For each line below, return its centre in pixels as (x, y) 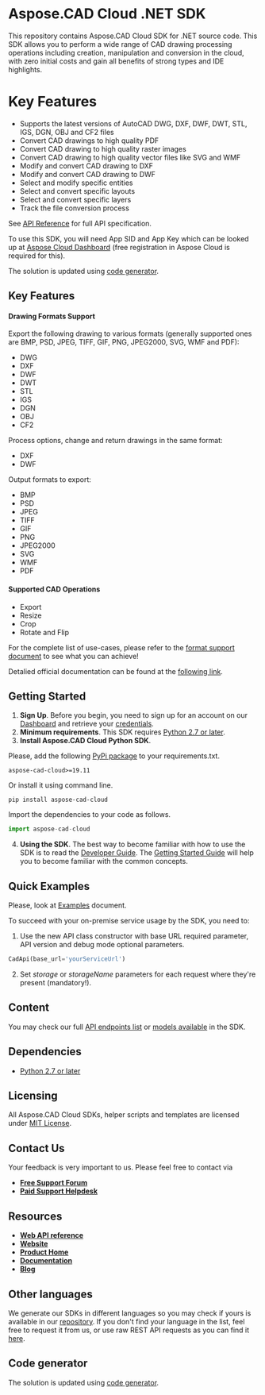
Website (34, 1244)
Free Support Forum (54, 1183)
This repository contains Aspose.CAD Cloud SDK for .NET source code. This (133, 36)
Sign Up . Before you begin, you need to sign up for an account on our (134, 715)
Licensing (33, 1096)
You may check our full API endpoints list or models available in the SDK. (127, 1027)
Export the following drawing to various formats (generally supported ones (130, 333)
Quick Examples (49, 886)
